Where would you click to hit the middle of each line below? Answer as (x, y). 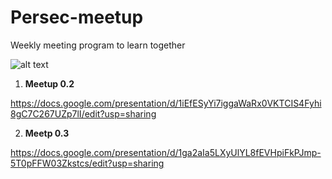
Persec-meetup (77, 17)
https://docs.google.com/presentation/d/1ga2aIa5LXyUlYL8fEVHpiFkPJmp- (166, 152)
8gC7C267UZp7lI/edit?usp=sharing (83, 113)
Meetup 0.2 (49, 83)
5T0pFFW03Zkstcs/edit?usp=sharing (87, 163)
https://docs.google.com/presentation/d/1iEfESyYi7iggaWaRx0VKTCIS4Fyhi (166, 103)
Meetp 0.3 (47, 133)
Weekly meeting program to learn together (98, 45)
